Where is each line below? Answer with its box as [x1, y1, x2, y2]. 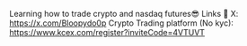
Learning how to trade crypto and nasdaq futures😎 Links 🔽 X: [9, 9, 239, 19]
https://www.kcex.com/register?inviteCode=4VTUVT [9, 27, 205, 37]
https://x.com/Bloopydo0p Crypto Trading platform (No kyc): [9, 18, 234, 28]
